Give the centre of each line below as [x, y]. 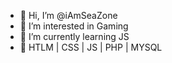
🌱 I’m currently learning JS [74, 36]
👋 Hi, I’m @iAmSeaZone [68, 15]
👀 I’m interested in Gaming [74, 26]
